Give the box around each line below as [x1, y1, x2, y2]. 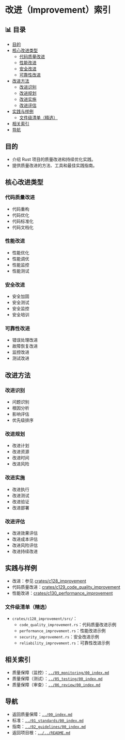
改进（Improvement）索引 [5, 4, 111, 16]
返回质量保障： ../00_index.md [12, 711, 73, 717]
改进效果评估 [12, 530, 38, 536]
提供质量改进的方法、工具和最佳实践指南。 [12, 162, 97, 168]
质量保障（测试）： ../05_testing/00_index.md [12, 676, 103, 681]
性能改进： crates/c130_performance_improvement [12, 590, 113, 596]
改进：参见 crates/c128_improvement [12, 578, 86, 584]
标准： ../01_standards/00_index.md [12, 717, 84, 723]
